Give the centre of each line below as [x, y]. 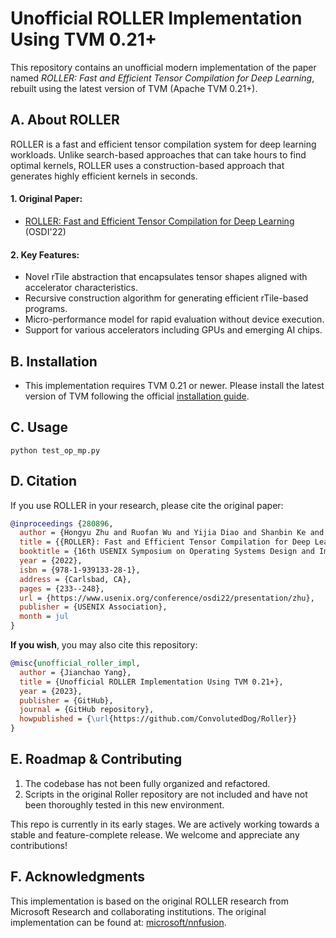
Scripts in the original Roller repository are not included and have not [166, 794]
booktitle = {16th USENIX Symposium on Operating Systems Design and [167, 552]
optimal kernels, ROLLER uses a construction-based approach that [147, 165]
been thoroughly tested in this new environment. [124, 804]
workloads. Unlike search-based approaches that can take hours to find [158, 154]
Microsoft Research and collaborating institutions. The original [138, 911]
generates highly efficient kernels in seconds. [104, 176]
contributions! [39, 845]
